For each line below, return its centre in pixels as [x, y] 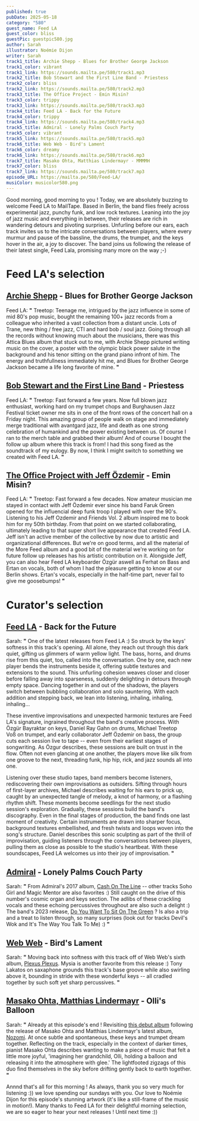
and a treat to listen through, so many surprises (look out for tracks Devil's [97, 918]
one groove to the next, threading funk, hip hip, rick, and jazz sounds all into [99, 760]
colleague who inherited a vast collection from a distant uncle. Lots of [91, 323]
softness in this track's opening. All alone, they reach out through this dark [97, 647]
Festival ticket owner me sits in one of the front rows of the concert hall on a [99, 413]
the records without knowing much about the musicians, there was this [93, 335]
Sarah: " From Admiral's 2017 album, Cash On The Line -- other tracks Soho [99, 886]
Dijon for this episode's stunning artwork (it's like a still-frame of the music [97, 1099]
